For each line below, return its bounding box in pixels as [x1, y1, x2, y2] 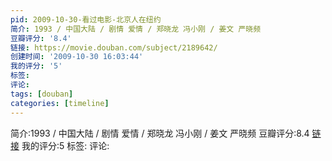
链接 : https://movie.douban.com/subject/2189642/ [10, 42, 218, 53]
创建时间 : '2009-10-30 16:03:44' [10, 52, 144, 62]
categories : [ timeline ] [10, 98, 110, 108]
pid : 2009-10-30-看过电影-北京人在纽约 [10, 14, 162, 25]
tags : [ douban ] [10, 89, 74, 99]
